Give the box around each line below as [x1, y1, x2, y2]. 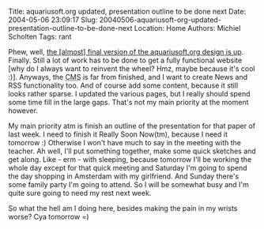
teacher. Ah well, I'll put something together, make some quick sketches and [8, 146, 257, 156]
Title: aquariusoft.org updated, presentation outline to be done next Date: [8, 7, 247, 16]
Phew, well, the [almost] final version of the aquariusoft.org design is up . [8, 47, 244, 56]
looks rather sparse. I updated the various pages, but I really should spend [8, 89, 251, 98]
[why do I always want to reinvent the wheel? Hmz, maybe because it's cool [8, 64, 255, 73]
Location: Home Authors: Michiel [134, 24, 241, 32]
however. [8, 106, 38, 115]
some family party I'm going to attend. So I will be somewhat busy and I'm [8, 180, 249, 189]
